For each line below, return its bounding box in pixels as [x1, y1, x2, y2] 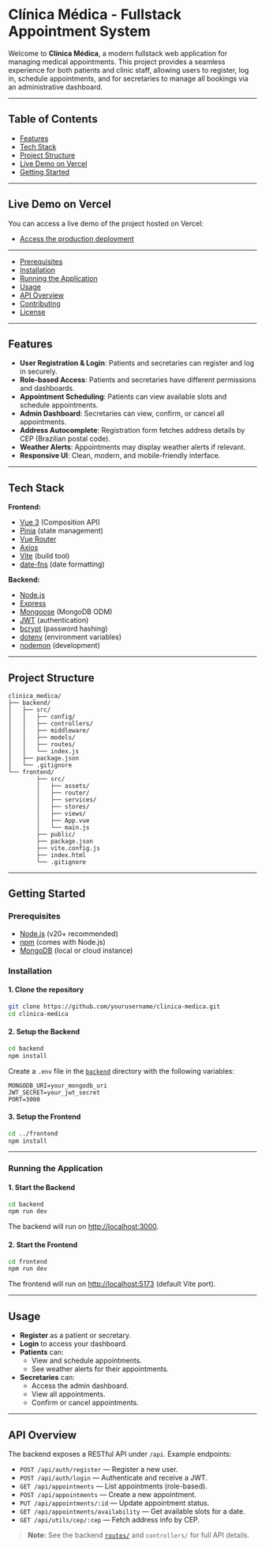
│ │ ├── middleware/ [8, 726, 90, 734]
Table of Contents [8, 112, 99, 126]
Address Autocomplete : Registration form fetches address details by [19, 426, 245, 435]
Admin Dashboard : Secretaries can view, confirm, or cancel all [19, 409, 225, 419]
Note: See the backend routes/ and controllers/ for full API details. [27, 1530, 250, 1540]
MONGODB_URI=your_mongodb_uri [8, 1082, 108, 1090]
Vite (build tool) [19, 552, 70, 561]
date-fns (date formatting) [19, 559, 105, 569]
